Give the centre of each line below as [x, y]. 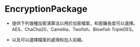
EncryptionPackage [46, 9]
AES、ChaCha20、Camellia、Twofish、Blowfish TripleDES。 [74, 29]
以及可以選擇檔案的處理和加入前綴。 [49, 40]
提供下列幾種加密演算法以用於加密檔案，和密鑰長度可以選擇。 [75, 23]
